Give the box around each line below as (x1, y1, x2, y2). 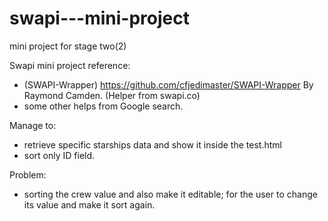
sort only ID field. (23, 149, 96, 161)
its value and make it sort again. (23, 198, 156, 211)
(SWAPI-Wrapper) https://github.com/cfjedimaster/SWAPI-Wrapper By (23, 78, 314, 91)
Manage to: (9, 119, 57, 131)
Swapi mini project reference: (9, 59, 131, 71)
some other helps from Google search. (23, 100, 184, 112)
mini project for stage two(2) (9, 40, 127, 52)
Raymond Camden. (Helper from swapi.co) (23, 89, 201, 101)
